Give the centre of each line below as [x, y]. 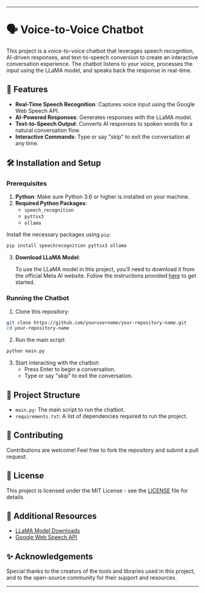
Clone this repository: [42, 311]
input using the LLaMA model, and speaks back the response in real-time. [99, 70]
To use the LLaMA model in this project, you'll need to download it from [105, 269]
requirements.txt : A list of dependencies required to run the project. [101, 417]
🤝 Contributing [35, 435]
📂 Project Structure [43, 395]
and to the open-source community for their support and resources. [92, 578]
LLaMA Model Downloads [48, 531]
